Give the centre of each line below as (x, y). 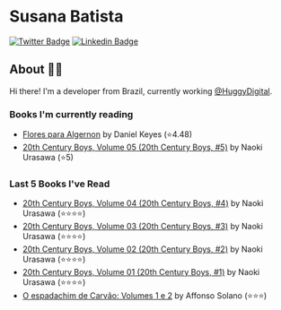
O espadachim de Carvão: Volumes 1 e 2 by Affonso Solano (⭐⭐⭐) (145, 296)
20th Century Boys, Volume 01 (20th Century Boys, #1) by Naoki (141, 272)
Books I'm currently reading (71, 114)
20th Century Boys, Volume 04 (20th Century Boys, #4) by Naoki (143, 203)
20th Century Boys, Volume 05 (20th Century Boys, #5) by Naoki (142, 147)
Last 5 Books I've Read (60, 184)
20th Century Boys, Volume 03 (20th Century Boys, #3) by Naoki (142, 227)
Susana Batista (66, 17)
